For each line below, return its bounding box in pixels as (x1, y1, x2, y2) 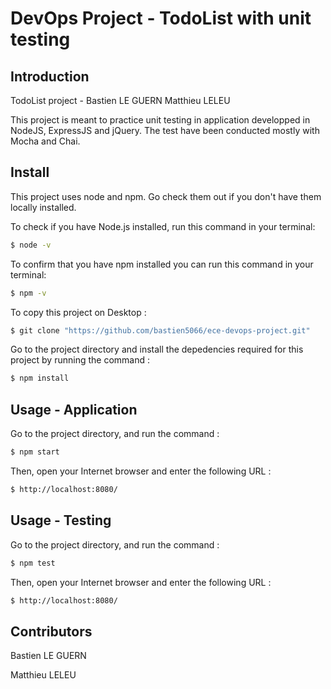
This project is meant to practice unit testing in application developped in (10, 114, 311, 126)
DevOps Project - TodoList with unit (10, 7, 312, 30)
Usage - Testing (10, 512, 112, 529)
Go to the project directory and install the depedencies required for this (10, 343, 304, 356)
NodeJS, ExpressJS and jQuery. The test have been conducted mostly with (10, 125, 320, 136)
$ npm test (10, 558, 56, 568)
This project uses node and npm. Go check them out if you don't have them (10, 190, 322, 202)
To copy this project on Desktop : (10, 306, 147, 318)
